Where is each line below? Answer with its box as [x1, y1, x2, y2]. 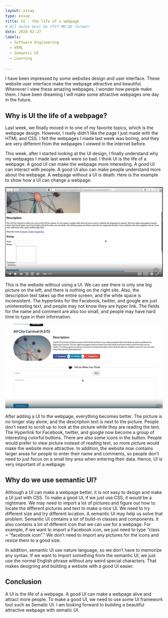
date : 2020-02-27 [5, 29, 41, 35]
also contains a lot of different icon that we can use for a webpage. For [5, 521, 151, 527]
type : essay [5, 13, 30, 19]
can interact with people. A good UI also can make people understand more [5, 166, 161, 173]
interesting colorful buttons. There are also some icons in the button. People [5, 435, 162, 441]
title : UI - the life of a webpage [5, 19, 79, 24]
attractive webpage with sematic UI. [5, 607, 79, 613]
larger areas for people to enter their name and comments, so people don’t [5, 450, 159, 457]
